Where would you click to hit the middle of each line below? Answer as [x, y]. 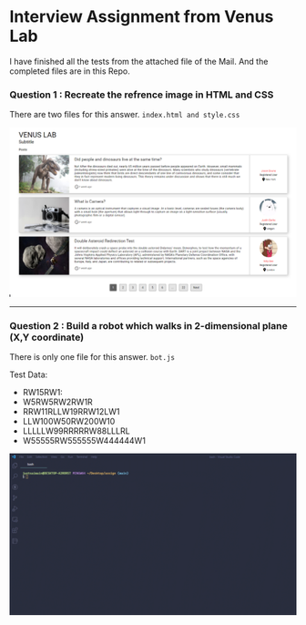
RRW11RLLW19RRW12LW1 [71, 412]
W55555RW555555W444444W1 [84, 441]
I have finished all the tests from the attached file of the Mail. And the [139, 61]
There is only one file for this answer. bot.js [92, 357]
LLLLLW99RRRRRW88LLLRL [76, 431]
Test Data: [29, 374]
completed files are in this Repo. [70, 71]
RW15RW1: [43, 393]
